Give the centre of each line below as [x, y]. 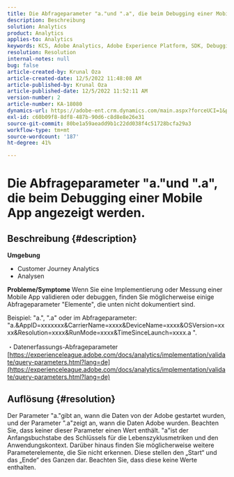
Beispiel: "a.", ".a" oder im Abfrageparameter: [72, 318]
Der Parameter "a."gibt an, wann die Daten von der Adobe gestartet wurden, [117, 415]
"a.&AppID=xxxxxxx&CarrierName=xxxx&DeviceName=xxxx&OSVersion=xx [116, 325]
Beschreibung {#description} [72, 238]
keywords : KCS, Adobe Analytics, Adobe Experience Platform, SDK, [106, 46]
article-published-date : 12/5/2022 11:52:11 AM [78, 91]
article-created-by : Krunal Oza [54, 72]
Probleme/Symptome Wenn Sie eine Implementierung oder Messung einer [115, 290]
